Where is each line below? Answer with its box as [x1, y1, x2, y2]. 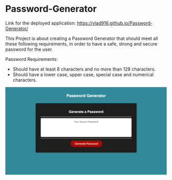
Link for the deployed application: [5, 20, 76, 26]
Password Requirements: [5, 56, 58, 62]
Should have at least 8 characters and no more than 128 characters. [12, 66, 156, 72]
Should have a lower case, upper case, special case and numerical [12, 71, 154, 77]
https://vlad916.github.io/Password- [77, 20, 153, 26]
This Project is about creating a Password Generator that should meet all [5, 35, 158, 41]
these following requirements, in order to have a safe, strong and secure [5, 40, 158, 47]
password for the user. [5, 46, 53, 52]
